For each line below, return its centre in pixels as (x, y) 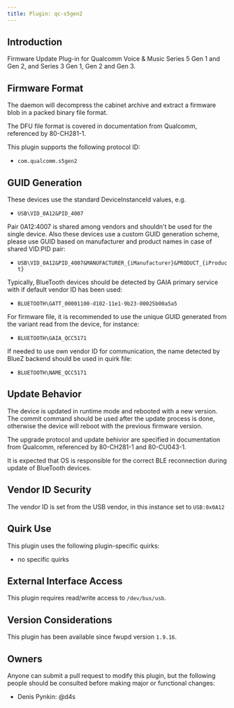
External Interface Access (65, 581)
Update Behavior (45, 394)
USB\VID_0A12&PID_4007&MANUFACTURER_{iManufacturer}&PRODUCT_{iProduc (122, 263)
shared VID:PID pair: (36, 249)
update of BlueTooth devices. (50, 468)
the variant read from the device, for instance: (73, 324)
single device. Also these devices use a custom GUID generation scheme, (114, 234)
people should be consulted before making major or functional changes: (111, 683)
